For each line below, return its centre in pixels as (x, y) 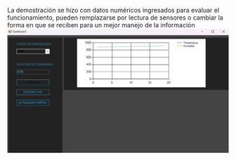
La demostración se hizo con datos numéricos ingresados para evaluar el (113, 10)
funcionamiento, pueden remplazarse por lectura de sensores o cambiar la (115, 18)
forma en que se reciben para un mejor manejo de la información (101, 25)
